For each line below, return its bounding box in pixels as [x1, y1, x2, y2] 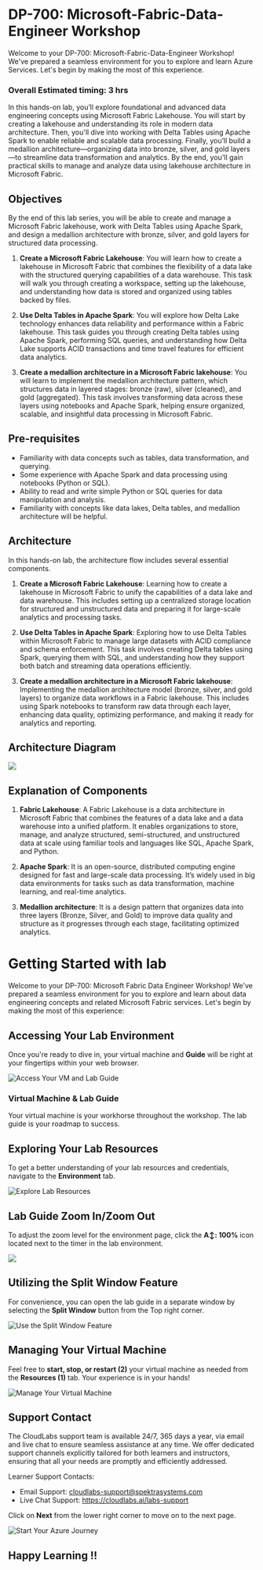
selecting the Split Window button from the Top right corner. [8, 1305, 204, 1315]
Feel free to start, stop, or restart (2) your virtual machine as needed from [8, 1364, 249, 1374]
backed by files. [19, 295, 72, 305]
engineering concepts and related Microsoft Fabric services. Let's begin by [8, 998, 251, 1007]
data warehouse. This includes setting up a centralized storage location [19, 596, 251, 605]
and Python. [19, 847, 60, 856]
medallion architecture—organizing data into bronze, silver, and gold [8, 144, 229, 154]
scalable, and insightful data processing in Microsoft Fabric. [19, 409, 214, 419]
